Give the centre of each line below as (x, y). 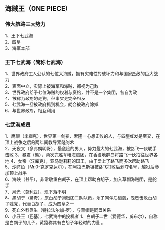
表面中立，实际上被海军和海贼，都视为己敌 (55, 86)
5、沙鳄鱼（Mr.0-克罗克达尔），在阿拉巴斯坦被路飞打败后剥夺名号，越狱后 (80, 167)
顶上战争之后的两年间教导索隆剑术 (40, 142)
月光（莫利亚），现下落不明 (39, 192)
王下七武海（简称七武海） (35, 62)
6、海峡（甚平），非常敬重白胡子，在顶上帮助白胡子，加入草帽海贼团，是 (79, 179)
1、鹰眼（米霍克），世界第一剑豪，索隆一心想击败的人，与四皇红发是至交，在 (82, 136)
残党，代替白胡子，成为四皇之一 (42, 204)
